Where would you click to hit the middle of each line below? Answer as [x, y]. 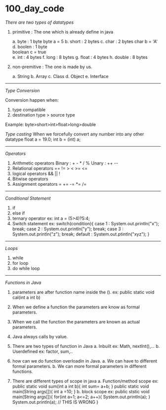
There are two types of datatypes [40, 22]
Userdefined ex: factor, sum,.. [42, 351]
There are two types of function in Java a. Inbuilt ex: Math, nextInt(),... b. [86, 346]
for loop [20, 263]
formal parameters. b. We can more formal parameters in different [79, 366]
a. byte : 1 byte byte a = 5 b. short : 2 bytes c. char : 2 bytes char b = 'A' [85, 41]
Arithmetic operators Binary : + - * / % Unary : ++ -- [65, 163]
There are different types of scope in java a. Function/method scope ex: [85, 381]
